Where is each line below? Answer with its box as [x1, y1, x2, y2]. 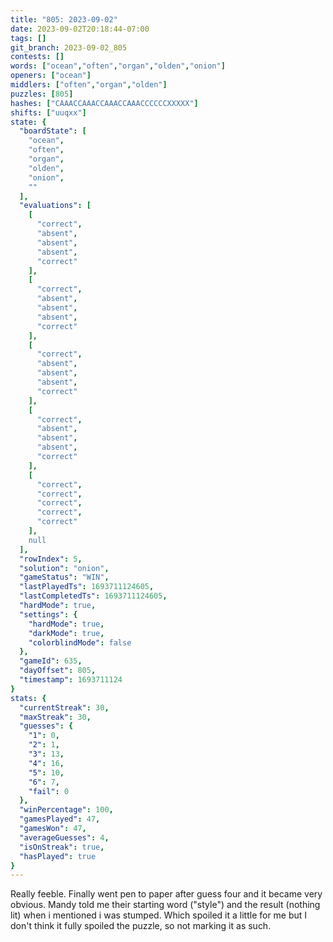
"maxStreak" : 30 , [19, 712, 92, 722]
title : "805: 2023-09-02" [10, 14, 118, 25]
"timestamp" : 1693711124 [19, 675, 123, 685]
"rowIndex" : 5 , [19, 554, 83, 564]
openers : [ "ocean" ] [10, 71, 92, 81]
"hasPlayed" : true [19, 851, 97, 861]
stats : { [10, 693, 47, 703]
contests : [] [10, 52, 65, 62]
